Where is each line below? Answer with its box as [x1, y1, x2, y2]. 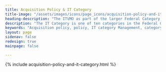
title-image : [5, 12, 32, 17]
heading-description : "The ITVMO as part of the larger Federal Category [5, 16, 161, 21]
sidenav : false [5, 35, 37, 40]
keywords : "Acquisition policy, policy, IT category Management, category [5, 25, 163, 30]
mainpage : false [5, 44, 39, 48]
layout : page [5, 30, 32, 35]
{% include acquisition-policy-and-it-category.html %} [5, 61, 116, 67]
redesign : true [5, 39, 37, 44]
